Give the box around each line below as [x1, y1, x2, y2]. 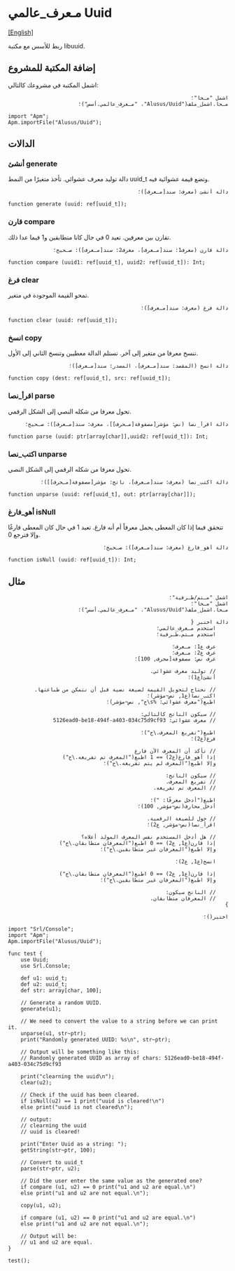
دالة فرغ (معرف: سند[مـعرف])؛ [140, 305, 229, 312]
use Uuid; [20, 957, 50, 964]
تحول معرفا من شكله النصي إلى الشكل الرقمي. [8, 407, 131, 415]
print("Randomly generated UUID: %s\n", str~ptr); [20, 1037, 171, 1044]
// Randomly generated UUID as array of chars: [20, 1055, 162, 1062]
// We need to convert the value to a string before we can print [20, 1018, 218, 1025]
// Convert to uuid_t [20, 1159, 83, 1166]
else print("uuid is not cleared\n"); [20, 1104, 134, 1111]
